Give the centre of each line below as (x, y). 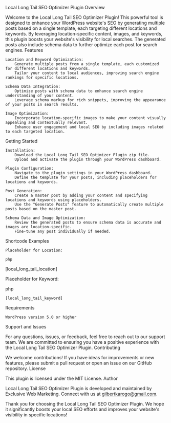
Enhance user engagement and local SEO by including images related (89, 127)
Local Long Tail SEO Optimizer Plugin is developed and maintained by (79, 388)
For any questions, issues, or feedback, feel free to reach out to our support (85, 337)
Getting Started (22, 141)
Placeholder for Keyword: (32, 279)
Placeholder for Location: (34, 250)
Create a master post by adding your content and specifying (81, 195)
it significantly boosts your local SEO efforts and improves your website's (82, 409)
